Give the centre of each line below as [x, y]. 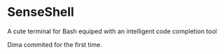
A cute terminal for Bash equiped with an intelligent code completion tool [112, 31]
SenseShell [41, 12]
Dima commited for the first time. [55, 44]
